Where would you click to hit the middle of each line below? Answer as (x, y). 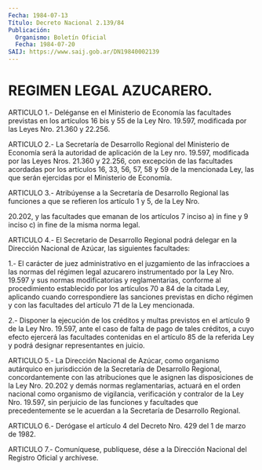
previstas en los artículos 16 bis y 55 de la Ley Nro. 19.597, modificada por (127, 120)
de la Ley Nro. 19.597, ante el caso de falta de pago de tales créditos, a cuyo (131, 328)
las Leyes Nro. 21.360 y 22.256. (59, 129)
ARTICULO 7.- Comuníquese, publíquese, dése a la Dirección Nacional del (127, 449)
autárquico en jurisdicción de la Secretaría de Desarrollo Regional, (115, 369)
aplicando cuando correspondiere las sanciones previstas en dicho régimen (131, 297)
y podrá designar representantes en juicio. (76, 345)
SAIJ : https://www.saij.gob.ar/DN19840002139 (84, 52)
